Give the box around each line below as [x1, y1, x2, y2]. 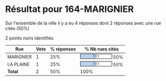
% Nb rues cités [84, 46, 119, 52]
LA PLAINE [7, 61, 30, 67]
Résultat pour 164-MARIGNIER [5, 3, 134, 15]
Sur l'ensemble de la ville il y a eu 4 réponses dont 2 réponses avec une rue [5, 20, 161, 26]
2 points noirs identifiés [5, 35, 54, 41]
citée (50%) [5, 25, 30, 31]
